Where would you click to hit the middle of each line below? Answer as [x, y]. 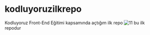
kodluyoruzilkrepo [43, 9]
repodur [13, 28]
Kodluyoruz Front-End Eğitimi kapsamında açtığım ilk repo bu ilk [75, 23]
